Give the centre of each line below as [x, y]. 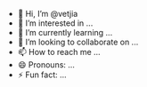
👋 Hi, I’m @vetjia [48, 14]
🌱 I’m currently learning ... [65, 32]
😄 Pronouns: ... [46, 65]
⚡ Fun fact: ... [42, 75]
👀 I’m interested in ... [55, 23]
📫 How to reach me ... [59, 52]
